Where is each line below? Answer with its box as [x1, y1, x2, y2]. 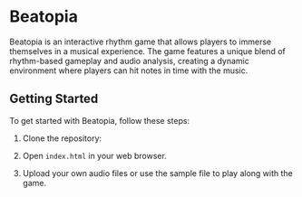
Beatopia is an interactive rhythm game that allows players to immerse [9, 36, 272, 47]
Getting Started [9, 91, 99, 107]
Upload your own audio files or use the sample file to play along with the [22, 167, 293, 178]
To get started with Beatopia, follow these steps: [9, 115, 190, 126]
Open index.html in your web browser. [22, 150, 168, 161]
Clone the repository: [22, 133, 102, 144]
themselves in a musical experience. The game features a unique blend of [9, 45, 286, 56]
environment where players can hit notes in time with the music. [9, 65, 248, 76]
